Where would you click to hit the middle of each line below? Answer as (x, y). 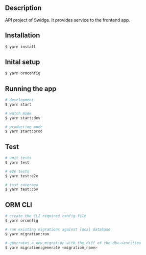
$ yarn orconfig (22, 221)
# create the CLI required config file (46, 216)
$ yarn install (21, 47)
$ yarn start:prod (24, 131)
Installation (23, 36)
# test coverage (22, 185)
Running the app (31, 89)
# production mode (24, 127)
